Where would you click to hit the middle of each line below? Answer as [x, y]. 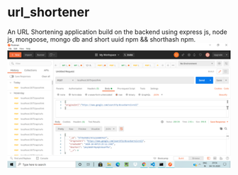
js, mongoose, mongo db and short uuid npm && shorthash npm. [102, 39]
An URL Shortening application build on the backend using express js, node [118, 32]
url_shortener [49, 12]
